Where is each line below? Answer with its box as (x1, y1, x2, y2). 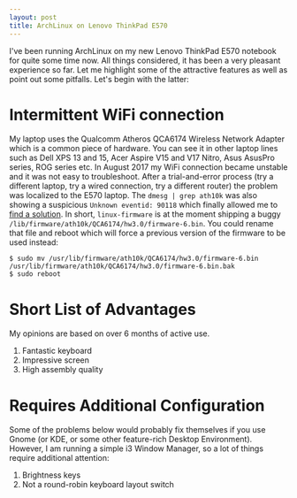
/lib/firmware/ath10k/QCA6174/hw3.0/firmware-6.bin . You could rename (9, 218, 274, 229)
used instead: (9, 237, 59, 248)
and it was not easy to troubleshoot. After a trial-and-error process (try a (9, 172, 274, 182)
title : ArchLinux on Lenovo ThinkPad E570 (9, 21, 168, 30)
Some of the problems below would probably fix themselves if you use (9, 425, 266, 435)
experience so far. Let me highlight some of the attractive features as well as (9, 64, 288, 75)
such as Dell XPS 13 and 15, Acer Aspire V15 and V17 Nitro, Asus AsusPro (9, 152, 276, 164)
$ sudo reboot (9, 270, 62, 279)
